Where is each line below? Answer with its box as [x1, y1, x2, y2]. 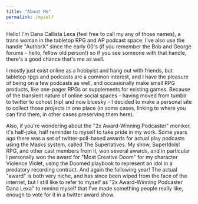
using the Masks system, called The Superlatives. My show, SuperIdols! [6, 141, 180, 148]
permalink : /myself [6, 14, 54, 20]
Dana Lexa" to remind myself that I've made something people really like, [6, 185, 184, 192]
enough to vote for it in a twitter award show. [6, 191, 115, 198]
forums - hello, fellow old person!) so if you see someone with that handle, [6, 49, 187, 56]
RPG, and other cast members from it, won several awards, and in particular [6, 147, 190, 154]
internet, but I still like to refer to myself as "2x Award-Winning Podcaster [6, 178, 183, 186]
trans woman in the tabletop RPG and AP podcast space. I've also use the [6, 37, 185, 44]
